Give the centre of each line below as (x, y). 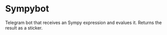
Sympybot (27, 9)
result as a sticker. (24, 27)
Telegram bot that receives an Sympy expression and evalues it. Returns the (83, 22)
